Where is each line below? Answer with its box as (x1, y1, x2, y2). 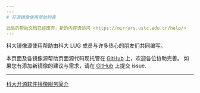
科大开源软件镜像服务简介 (6, 80, 69, 88)
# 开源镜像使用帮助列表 (6, 14, 57, 20)
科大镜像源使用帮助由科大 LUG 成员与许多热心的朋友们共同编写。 (6, 42, 166, 49)
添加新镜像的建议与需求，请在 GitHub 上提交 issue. (21, 62, 147, 69)
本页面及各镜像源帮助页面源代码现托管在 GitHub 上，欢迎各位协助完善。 (6, 55, 183, 62)
